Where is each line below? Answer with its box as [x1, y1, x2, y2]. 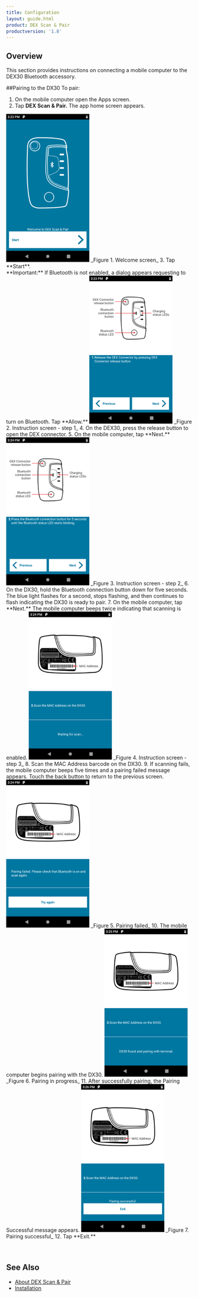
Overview [6, 51, 43, 61]
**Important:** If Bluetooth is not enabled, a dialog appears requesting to [6, 269, 186, 276]
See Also [6, 1263, 40, 1273]
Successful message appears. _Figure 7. [6, 1227, 189, 1234]
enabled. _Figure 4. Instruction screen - [6, 754, 187, 761]
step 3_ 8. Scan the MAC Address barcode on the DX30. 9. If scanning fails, [6, 761, 190, 768]
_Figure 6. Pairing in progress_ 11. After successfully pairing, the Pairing [6, 1077, 180, 1084]
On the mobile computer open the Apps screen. [14, 96, 131, 103]
